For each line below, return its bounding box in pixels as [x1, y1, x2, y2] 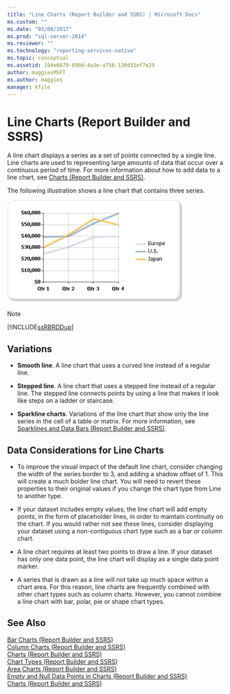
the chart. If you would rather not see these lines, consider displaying [16, 519, 214, 528]
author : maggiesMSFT [7, 69, 67, 76]
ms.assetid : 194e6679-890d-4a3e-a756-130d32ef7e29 [7, 62, 155, 69]
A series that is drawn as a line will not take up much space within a [16, 575, 209, 583]
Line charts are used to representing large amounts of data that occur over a [7, 159, 224, 167]
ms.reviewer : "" [7, 40, 54, 47]
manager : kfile [7, 83, 51, 91]
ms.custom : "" [7, 18, 48, 25]
